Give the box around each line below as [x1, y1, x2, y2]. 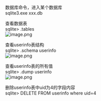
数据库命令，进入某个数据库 [5, 5, 62, 10]
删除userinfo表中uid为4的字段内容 [5, 84, 75, 90]
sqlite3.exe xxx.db [5, 10, 43, 16]
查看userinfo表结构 [5, 42, 44, 48]
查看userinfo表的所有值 [5, 63, 53, 69]
